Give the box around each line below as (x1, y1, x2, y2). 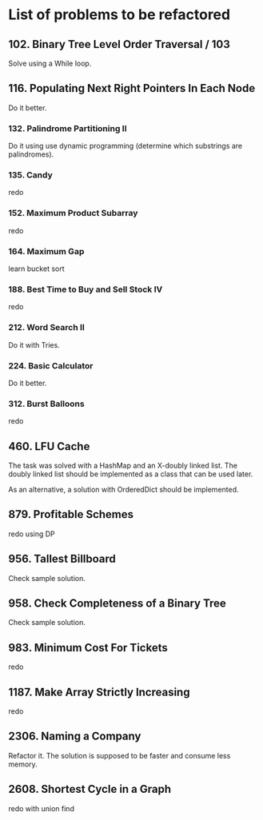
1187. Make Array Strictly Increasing (8, 685, 190, 699)
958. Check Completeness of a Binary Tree (8, 597, 226, 611)
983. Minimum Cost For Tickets (8, 641, 168, 655)
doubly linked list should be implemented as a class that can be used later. (8, 469, 253, 479)
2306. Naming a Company (8, 730, 141, 743)
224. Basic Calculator (8, 360, 94, 371)
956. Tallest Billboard (8, 552, 116, 566)
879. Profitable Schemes (8, 508, 134, 521)
